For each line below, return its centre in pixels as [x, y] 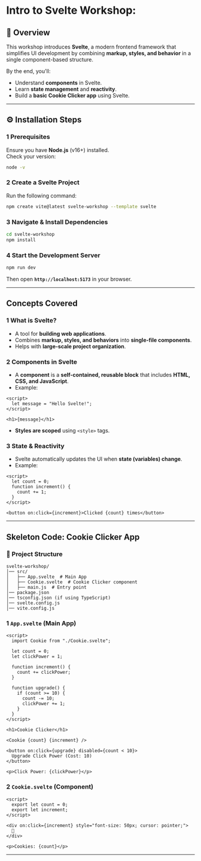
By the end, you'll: [28, 71]
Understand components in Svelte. [58, 83]
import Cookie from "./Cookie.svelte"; [61, 641]
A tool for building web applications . [60, 333]
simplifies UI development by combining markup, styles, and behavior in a [99, 53]
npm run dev [21, 268]
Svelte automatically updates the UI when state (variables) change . [98, 459]
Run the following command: [41, 196]
